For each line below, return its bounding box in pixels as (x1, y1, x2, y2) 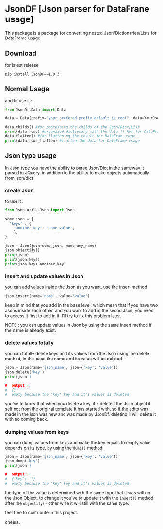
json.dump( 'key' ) (5, 459, 40, 464)
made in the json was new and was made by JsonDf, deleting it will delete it (5, 411, 156, 417)
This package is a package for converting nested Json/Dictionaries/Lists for (5, 30, 157, 36)
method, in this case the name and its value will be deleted (5, 356, 122, 361)
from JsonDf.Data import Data (5, 107, 66, 112)
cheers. (5, 519, 20, 525)
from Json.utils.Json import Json (5, 208, 75, 212)
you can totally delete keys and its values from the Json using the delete (5, 351, 149, 357)
